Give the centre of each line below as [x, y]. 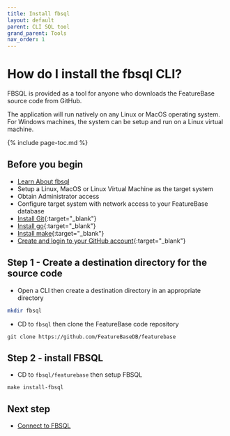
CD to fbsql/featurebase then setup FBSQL [80, 375]
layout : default [31, 20]
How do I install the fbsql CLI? [95, 74]
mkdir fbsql [24, 310]
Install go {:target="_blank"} [56, 226]
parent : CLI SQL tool [39, 27]
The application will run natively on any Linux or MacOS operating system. [114, 114]
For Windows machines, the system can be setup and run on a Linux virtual [115, 122]
